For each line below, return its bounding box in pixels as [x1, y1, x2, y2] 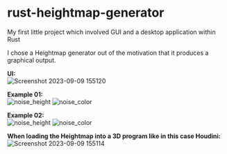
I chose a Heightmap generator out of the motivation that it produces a [7, 49, 209, 57]
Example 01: [7, 90, 43, 99]
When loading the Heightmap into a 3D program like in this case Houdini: [7, 132, 221, 140]
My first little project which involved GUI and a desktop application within [7, 28, 217, 36]
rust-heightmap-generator [7, 5, 165, 21]
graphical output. [7, 55, 56, 64]
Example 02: [7, 111, 44, 119]
